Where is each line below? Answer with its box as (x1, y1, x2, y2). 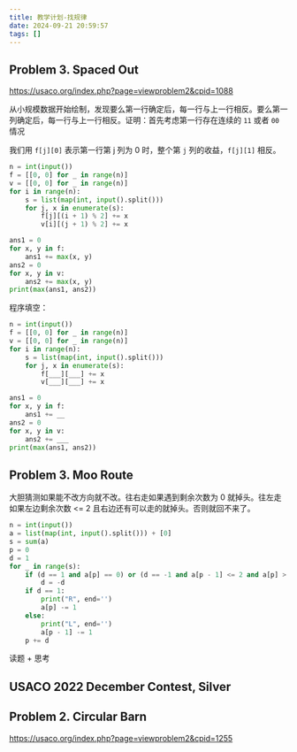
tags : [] (9, 29, 42, 38)
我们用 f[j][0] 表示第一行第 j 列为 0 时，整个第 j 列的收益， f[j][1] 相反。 (9, 145, 281, 156)
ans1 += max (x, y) (25, 252, 93, 261)
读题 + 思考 (9, 653, 50, 664)
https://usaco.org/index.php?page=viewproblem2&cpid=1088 (9, 86, 234, 96)
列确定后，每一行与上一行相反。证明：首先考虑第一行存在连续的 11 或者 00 (9, 115, 280, 126)
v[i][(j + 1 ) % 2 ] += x (41, 220, 128, 229)
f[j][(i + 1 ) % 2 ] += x (41, 211, 128, 221)
